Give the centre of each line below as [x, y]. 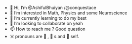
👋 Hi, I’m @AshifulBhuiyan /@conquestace [53, 8]
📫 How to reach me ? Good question [47, 29]
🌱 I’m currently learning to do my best [48, 18]
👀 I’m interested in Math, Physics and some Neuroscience [68, 13]
